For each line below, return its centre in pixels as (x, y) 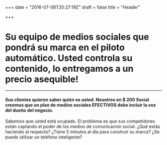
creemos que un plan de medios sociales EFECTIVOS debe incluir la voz (81, 105)
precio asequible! (42, 79)
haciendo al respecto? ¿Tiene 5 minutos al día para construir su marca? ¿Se (83, 132)
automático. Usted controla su (69, 58)
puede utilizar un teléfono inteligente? (44, 137)
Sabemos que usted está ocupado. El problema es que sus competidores (80, 121)
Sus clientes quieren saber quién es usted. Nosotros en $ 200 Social (77, 100)
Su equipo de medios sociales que (77, 37)
